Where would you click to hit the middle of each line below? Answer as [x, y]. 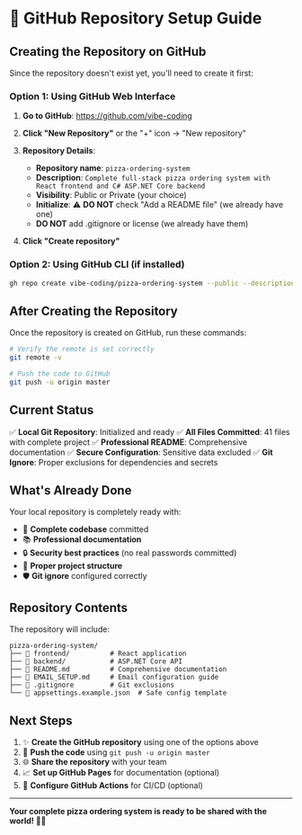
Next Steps [41, 720]
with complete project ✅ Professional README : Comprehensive [129, 442]
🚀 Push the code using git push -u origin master [116, 752]
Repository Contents [69, 607]
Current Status [52, 410]
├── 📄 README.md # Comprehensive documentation [118, 670]
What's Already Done [71, 490]
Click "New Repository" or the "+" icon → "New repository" [134, 133]
